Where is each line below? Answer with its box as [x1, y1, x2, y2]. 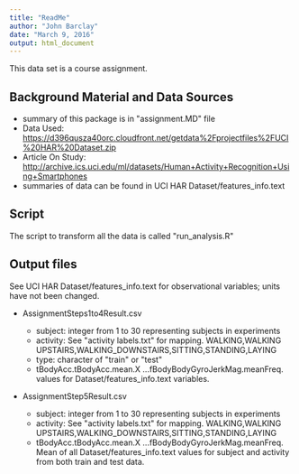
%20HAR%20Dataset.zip [22, 142, 117, 153]
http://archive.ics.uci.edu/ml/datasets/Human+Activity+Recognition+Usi [22, 162, 290, 172]
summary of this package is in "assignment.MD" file [22, 114, 216, 125]
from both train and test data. [35, 456, 145, 467]
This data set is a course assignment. [9, 63, 149, 74]
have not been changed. [9, 290, 100, 301]
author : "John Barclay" [9, 22, 99, 31]
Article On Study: [22, 152, 86, 163]
